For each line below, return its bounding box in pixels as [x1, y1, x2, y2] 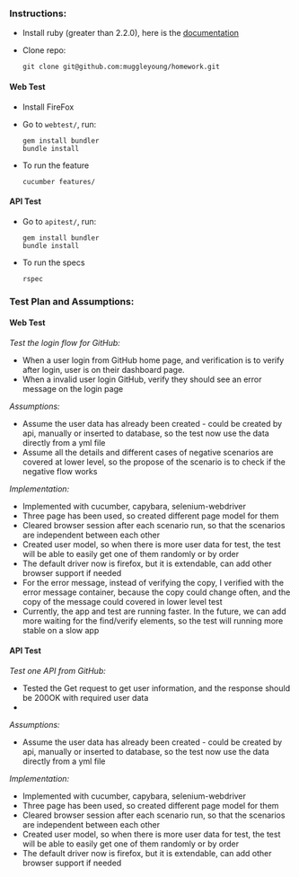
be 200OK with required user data [22, 693, 149, 704]
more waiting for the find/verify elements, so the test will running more [22, 615, 284, 626]
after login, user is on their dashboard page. [22, 364, 186, 375]
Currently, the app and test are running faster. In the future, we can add [22, 606, 286, 616]
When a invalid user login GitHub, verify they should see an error [22, 374, 262, 385]
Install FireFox [22, 102, 75, 112]
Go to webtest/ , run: [22, 119, 97, 129]
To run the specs [22, 257, 85, 268]
